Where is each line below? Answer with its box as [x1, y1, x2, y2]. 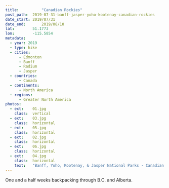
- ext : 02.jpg [10, 135, 47, 140]
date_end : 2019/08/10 [5, 21, 65, 27]
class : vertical [14, 111, 51, 117]
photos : [5, 102, 22, 107]
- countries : [10, 73, 37, 79]
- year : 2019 [10, 41, 37, 46]
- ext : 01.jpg [10, 106, 47, 111]
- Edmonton [18, 54, 42, 60]
